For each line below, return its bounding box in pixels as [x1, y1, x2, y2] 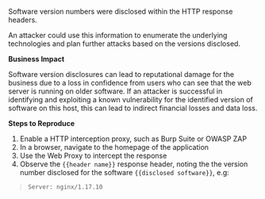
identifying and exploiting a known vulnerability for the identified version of [8, 95, 254, 104]
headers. [8, 15, 37, 25]
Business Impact [8, 55, 65, 63]
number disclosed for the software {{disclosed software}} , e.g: [19, 168, 230, 177]
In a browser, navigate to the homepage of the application [19, 143, 209, 151]
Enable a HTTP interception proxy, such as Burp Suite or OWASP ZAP [19, 134, 248, 144]
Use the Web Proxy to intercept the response [19, 151, 167, 160]
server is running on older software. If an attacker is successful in [8, 86, 223, 96]
